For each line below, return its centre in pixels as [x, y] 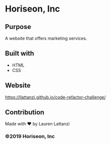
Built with [20, 53]
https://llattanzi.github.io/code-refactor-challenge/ [55, 97]
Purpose [18, 27]
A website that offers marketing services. [46, 38]
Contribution [25, 112]
